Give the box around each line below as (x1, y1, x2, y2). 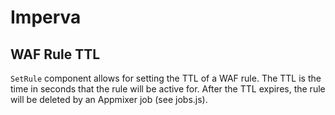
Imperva (10, 6, 82, 29)
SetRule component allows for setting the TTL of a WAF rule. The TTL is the (10, 72, 322, 84)
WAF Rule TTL (10, 46, 101, 63)
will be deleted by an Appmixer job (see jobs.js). (10, 94, 208, 105)
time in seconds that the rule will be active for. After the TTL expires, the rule (10, 83, 326, 95)
